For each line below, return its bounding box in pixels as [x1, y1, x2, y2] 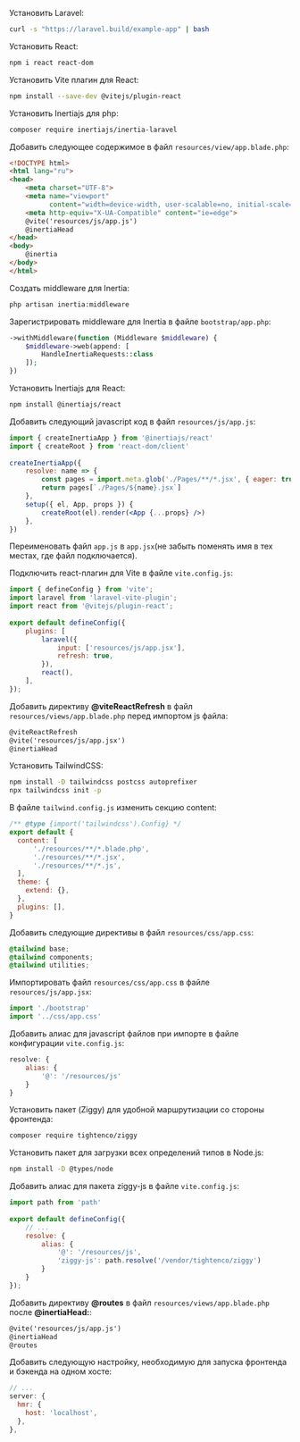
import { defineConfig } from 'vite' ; [9, 585, 154, 594]
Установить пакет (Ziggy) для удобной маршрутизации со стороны [9, 1104, 265, 1115]
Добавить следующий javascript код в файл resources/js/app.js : [9, 415, 256, 427]
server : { [9, 1392, 46, 1401]
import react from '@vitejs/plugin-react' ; [9, 602, 174, 611]
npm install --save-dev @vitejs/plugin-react [9, 91, 181, 101]
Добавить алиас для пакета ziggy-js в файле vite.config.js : [9, 1181, 239, 1192]
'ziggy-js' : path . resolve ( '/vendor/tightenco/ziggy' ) [56, 1256, 262, 1265]
